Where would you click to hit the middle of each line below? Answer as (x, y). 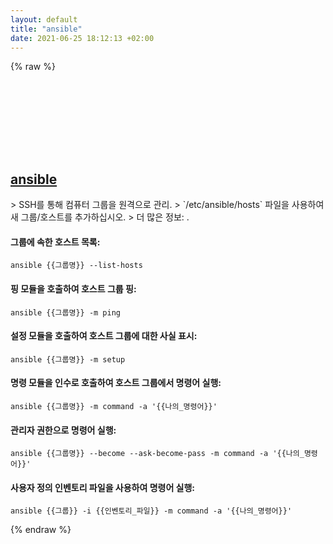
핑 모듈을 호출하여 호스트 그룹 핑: (73, 288)
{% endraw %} (41, 530)
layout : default (44, 19)
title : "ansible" (46, 29)
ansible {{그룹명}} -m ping (65, 312)
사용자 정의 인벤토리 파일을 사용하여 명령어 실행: (103, 487)
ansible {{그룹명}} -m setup (68, 359)
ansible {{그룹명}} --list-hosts (76, 266)
